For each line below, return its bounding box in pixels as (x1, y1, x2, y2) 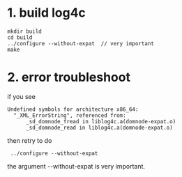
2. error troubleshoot (7, 70, 131, 85)
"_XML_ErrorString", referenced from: (13, 111, 127, 119)
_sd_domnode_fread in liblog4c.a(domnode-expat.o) (25, 118, 176, 125)
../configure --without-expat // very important (7, 40, 155, 47)
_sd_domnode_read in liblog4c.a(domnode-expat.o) (25, 124, 173, 131)
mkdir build (7, 28, 42, 35)
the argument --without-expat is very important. (7, 162, 145, 170)
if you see (7, 92, 36, 100)
